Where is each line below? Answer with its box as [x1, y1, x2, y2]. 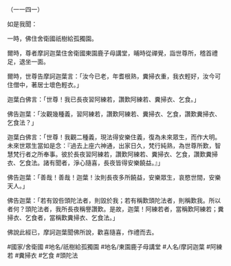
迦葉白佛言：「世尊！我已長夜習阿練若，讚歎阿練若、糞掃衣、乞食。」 [7, 95, 200, 104]
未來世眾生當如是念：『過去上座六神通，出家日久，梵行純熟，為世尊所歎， [7, 142, 215, 149]
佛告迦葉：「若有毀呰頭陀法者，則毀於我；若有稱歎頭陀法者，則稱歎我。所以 [7, 197, 221, 204]
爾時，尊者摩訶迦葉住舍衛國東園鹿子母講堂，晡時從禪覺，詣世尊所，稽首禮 [7, 49, 218, 57]
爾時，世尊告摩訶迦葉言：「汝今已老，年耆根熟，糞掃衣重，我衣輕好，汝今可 [7, 72, 221, 80]
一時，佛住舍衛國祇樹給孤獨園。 [7, 34, 98, 43]
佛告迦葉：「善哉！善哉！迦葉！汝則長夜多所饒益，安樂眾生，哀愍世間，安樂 [7, 173, 221, 181]
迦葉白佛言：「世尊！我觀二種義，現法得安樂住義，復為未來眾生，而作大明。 [7, 133, 221, 141]
